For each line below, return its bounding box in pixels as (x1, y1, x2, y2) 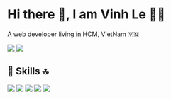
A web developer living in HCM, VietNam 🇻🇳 (7, 30, 140, 38)
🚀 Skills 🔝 (7, 65, 49, 77)
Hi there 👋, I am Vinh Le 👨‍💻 (7, 6, 165, 23)
